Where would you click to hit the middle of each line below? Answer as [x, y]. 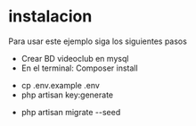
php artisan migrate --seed [71, 112]
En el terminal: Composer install [80, 68]
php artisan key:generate [67, 95]
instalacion [50, 17]
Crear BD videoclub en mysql [75, 58]
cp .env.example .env [60, 85]
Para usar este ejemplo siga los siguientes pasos [98, 41]
